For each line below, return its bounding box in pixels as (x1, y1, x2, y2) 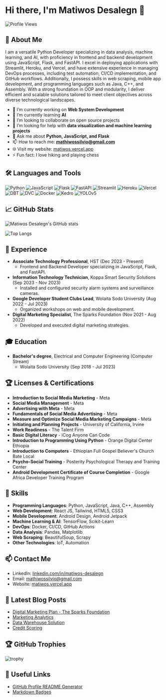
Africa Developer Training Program (12, 474, 84, 480)
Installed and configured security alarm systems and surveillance (19, 285, 154, 291)
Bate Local (12, 453, 35, 459)
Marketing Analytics (12, 614, 54, 620)
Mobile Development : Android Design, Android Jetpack (12, 513, 127, 519)
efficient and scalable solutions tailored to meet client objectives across (5, 91, 153, 97)
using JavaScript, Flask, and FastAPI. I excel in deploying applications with (5, 60, 158, 66)
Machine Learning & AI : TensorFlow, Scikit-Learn (12, 518, 114, 524)
